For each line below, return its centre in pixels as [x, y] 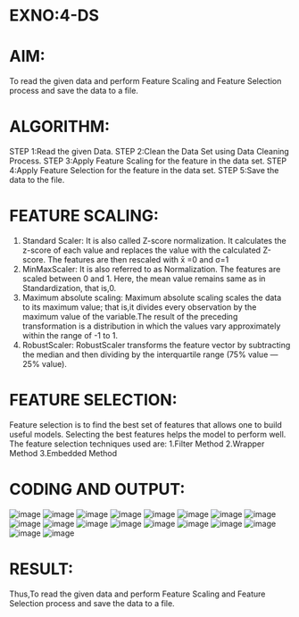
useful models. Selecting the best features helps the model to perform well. [148, 434]
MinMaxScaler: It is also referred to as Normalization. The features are [151, 269]
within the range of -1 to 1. [70, 335]
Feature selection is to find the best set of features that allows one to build [146, 424]
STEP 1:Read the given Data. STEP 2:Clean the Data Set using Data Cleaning [149, 152]
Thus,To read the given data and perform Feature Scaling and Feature [137, 594]
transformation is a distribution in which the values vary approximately [151, 326]
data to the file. [37, 180]
